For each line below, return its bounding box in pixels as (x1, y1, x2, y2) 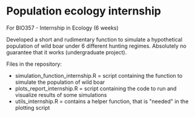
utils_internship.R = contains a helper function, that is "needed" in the (15, 98, 189, 105)
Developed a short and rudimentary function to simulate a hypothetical (6, 36, 183, 43)
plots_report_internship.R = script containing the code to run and (15, 84, 177, 92)
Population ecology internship (6, 4, 162, 18)
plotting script (15, 104, 50, 111)
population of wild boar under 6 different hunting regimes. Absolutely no (6, 42, 187, 49)
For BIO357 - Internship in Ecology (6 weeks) (6, 24, 119, 31)
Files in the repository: (6, 60, 62, 68)
